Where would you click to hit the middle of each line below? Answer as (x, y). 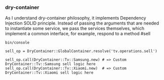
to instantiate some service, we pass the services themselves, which (75, 28)
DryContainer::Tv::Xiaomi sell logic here (49, 73)
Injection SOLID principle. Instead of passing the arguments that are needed (82, 23)
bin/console (17, 43)
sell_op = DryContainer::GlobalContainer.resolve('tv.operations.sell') (81, 51)
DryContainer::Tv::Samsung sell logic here (50, 64)
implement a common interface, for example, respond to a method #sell (78, 34)
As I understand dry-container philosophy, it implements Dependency (76, 18)
